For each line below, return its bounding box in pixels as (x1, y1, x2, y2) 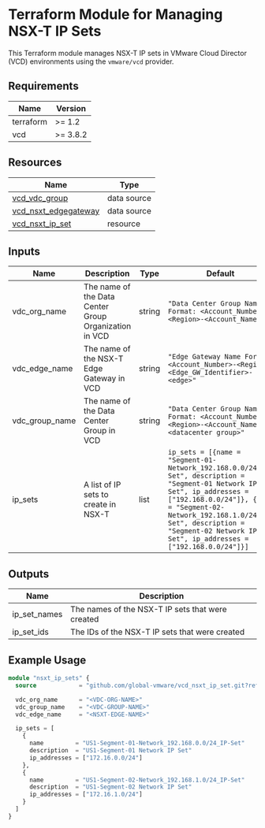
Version (56, 102, 87, 113)
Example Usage (8, 653, 87, 666)
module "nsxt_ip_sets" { (8, 674, 90, 682)
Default (206, 268, 235, 279)
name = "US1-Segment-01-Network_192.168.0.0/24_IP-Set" (28, 739, 245, 748)
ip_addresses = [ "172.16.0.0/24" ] (28, 754, 144, 762)
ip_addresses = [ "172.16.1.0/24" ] (28, 790, 144, 799)
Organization (83, 321, 132, 332)
